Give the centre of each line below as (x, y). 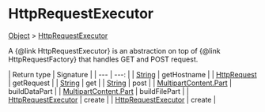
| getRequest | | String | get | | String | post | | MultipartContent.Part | (120, 83)
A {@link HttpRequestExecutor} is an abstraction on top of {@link (114, 50)
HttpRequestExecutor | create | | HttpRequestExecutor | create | (112, 99)
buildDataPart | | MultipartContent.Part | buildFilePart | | (99, 91)
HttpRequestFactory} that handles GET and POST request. (103, 59)
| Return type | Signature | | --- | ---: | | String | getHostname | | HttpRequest (132, 74)
